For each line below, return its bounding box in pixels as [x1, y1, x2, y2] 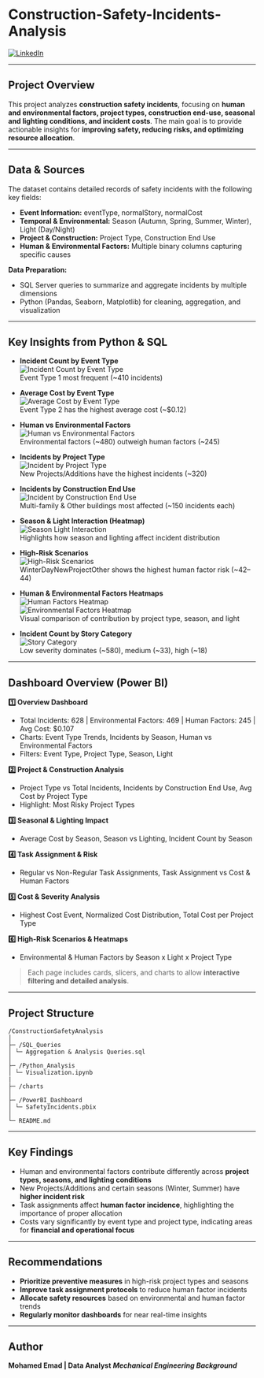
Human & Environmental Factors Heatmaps [19, 589, 163, 598]
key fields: [8, 192, 42, 202]
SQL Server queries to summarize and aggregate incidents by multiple [19, 280, 247, 289]
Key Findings [8, 1146, 74, 1159]
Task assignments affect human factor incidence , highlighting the [19, 1200, 234, 1209]
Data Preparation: [8, 265, 68, 274]
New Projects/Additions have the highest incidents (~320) [19, 469, 207, 478]
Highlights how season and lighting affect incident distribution [19, 533, 221, 543]
